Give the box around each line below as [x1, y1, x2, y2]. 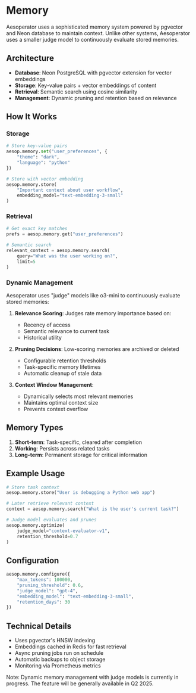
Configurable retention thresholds [23, 357, 107, 364]
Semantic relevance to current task [23, 327, 110, 334]
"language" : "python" [17, 160, 70, 166]
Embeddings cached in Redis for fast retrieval [14, 643, 127, 650]
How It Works [6, 111, 58, 122]
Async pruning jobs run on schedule [14, 650, 104, 657]
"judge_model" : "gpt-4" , [17, 588, 78, 593]
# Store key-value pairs [6, 143, 68, 149]
